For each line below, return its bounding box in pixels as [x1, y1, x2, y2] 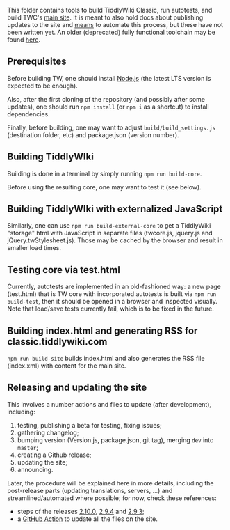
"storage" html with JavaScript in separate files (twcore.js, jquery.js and [7, 229, 213, 237]
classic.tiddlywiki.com [7, 336, 108, 348]
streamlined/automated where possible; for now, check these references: [7, 494, 217, 502]
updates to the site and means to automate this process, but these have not [7, 21, 224, 29]
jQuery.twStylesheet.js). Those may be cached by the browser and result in [7, 236, 224, 244]
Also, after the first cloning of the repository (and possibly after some [7, 95, 205, 103]
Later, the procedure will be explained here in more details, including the [7, 478, 214, 487]
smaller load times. [7, 244, 61, 252]
